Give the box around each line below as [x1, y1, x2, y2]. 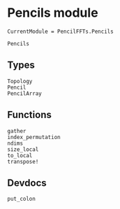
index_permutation [7, 134, 61, 140]
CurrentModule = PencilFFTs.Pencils [7, 28, 114, 35]
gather [7, 127, 27, 134]
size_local [7, 145, 39, 153]
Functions [7, 109, 52, 121]
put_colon [7, 196, 36, 203]
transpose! [7, 158, 39, 165]
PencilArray [7, 89, 42, 97]
